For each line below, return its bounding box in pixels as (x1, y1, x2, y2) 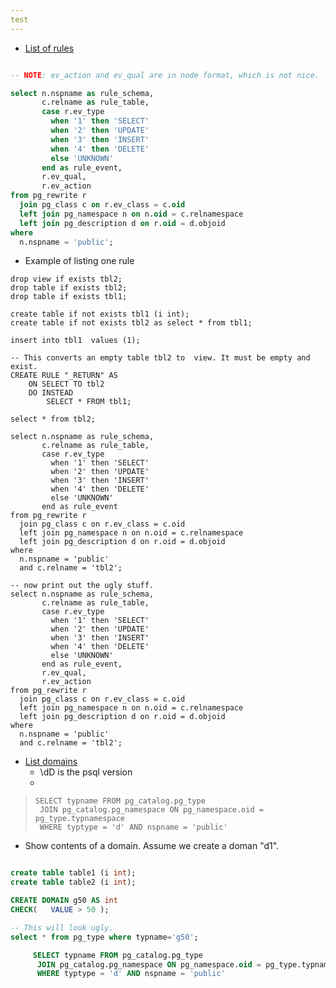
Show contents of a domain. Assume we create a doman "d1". (24, 840, 280, 852)
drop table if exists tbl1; (10, 292, 128, 302)
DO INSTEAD (28, 388, 74, 398)
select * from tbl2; (10, 414, 97, 425)
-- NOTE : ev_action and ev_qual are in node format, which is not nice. (10, 70, 320, 80)
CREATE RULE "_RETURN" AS (10, 371, 118, 381)
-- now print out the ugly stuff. (10, 581, 155, 591)
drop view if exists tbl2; (10, 274, 123, 285)
